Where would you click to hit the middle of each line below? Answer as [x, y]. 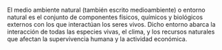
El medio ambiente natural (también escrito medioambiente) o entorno [107, 10]
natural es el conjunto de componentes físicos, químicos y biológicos [105, 17]
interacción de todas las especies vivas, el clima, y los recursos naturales [111, 32]
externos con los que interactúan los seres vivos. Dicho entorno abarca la [111, 24]
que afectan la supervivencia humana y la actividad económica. [97, 39]
